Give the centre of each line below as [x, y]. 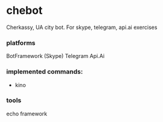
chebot [24, 11]
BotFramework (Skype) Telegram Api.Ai [55, 56]
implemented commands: [45, 72]
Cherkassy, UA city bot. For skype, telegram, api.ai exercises [82, 27]
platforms [21, 43]
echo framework [27, 114]
